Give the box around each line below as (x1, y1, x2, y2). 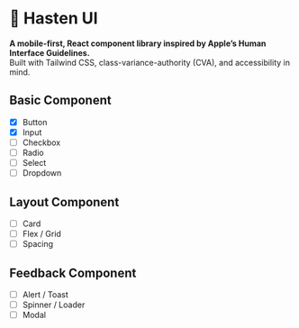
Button (22, 116, 48, 127)
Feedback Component (9, 265, 137, 280)
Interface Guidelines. (9, 47, 90, 58)
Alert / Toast (22, 288, 69, 300)
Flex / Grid (22, 229, 61, 239)
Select (22, 158, 47, 168)
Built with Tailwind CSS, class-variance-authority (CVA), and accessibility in (9, 57, 291, 68)
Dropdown (22, 168, 62, 178)
